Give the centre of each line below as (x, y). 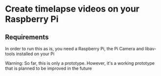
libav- (151, 49)
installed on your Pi (35, 54)
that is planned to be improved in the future (49, 68)
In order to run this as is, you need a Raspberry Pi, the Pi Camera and (74, 49)
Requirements (27, 37)
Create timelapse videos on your (72, 9)
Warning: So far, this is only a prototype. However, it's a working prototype (80, 63)
